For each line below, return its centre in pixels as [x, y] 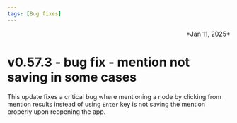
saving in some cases [72, 77]
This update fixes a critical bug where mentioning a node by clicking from [114, 96]
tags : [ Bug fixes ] [34, 14]
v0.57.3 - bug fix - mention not [98, 62]
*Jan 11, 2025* [208, 34]
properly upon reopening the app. [57, 111]
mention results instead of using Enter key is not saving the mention [106, 104]
